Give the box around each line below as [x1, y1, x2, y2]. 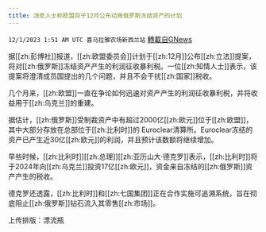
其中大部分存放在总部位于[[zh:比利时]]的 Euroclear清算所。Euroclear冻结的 [8, 125, 253, 134]
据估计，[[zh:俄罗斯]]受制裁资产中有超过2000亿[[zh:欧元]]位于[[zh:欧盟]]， [8, 114, 253, 124]
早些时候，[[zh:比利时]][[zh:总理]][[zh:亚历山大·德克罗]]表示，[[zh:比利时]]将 [8, 152, 258, 161]
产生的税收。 [14, 172, 57, 181]
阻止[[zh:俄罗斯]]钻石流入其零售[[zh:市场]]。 [14, 198, 160, 207]
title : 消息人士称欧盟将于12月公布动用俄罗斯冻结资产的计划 [8, 11, 183, 20]
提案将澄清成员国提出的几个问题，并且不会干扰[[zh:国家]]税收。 [8, 71, 217, 80]
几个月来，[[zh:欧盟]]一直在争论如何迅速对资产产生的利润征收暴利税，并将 [8, 88, 252, 98]
